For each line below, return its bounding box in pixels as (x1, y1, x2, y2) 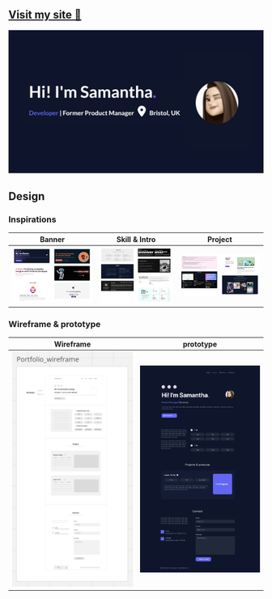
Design (8, 189, 45, 203)
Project (207, 234, 232, 244)
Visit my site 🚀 (8, 8, 83, 22)
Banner (40, 234, 66, 244)
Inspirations (8, 214, 57, 225)
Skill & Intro (116, 234, 156, 244)
